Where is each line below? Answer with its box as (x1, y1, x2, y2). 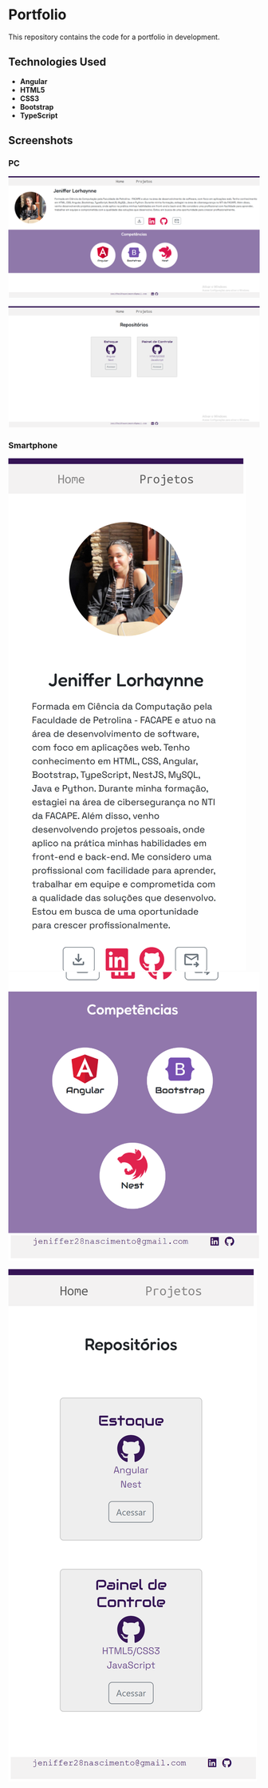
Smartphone (8, 439, 58, 451)
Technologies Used (8, 55, 106, 69)
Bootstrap (19, 102, 54, 111)
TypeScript (19, 110, 58, 120)
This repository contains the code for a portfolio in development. (8, 32, 220, 42)
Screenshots (8, 134, 73, 147)
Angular (19, 76, 48, 86)
